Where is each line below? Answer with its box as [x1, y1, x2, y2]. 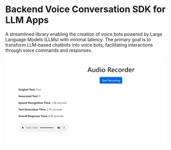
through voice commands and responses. [5, 47, 93, 53]
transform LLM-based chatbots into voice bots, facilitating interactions [5, 42, 153, 48]
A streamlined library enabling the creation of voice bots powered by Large [5, 31, 162, 37]
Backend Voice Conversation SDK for [5, 4, 166, 15]
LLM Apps [5, 14, 49, 26]
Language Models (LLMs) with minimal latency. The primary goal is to [5, 36, 151, 43]
